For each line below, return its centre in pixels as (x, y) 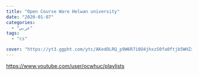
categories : (21, 22)
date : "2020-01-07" (30, 17)
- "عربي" (22, 28)
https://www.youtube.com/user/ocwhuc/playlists (65, 66)
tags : (13, 33)
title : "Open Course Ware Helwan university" (63, 11)
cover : (14, 50)
